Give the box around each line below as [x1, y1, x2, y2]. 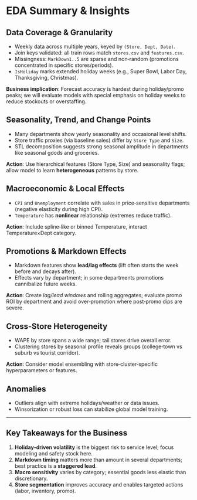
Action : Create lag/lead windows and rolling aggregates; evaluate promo [6, 292, 182, 299]
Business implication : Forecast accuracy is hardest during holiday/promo [6, 86, 184, 92]
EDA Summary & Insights [6, 4, 130, 18]
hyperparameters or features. [6, 367, 77, 374]
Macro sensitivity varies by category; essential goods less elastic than [14, 468, 186, 475]
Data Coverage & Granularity [6, 28, 113, 38]
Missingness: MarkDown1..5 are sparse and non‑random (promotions [14, 56, 179, 62]
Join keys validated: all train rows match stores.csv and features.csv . [14, 49, 185, 56]
